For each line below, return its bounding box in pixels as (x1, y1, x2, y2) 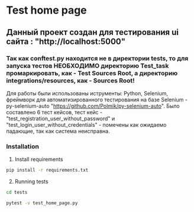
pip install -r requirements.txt (6, 167, 89, 174)
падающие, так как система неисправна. (6, 127, 111, 134)
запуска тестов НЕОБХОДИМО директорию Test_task (6, 62, 169, 70)
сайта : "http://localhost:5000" (6, 36, 126, 46)
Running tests (14, 178, 48, 185)
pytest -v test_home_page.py (6, 200, 78, 206)
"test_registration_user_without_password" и (6, 115, 115, 122)
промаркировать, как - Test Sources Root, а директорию (6, 69, 178, 77)
